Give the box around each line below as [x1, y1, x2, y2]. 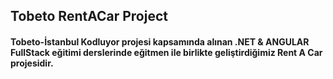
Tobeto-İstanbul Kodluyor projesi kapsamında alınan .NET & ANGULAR [10, 35, 310, 48]
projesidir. [10, 57, 54, 69]
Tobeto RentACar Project [10, 8, 168, 25]
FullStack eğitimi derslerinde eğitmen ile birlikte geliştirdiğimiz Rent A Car [10, 46, 323, 58]
